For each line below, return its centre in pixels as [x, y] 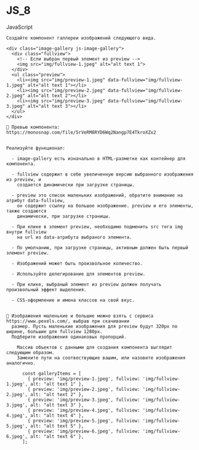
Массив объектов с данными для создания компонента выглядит [94, 347]
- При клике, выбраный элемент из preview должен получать [87, 284]
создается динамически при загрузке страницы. [76, 185]
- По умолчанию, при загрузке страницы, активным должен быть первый [100, 247]
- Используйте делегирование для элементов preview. [79, 274]
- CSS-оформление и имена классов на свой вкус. [73, 300]
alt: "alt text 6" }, [57, 436]
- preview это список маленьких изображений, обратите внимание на [97, 195]
